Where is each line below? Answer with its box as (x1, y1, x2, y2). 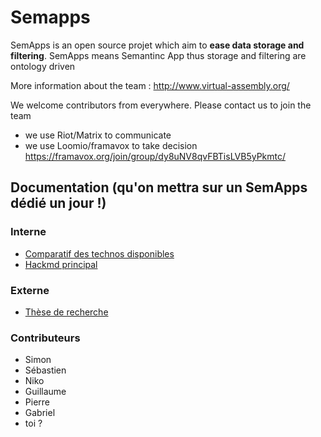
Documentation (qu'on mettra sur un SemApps (10, 179, 308, 196)
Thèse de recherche (24, 306, 109, 318)
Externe (10, 283, 50, 297)
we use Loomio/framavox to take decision (24, 139, 198, 151)
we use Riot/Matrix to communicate (24, 129, 172, 141)
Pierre (24, 396, 50, 408)
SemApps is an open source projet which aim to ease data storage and (10, 39, 305, 51)
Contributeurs (10, 331, 81, 345)
